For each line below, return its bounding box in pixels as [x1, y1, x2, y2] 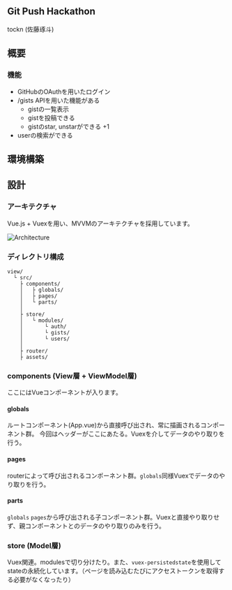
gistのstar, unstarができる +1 [27, 122, 110, 131]
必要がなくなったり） [13, 575, 75, 584]
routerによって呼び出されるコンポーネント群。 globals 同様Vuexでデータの [7, 471, 219, 480]
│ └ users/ [20, 335, 70, 342]
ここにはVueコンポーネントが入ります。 [7, 388, 122, 397]
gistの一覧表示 [27, 105, 70, 113]
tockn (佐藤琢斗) [7, 24, 54, 34]
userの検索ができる [17, 131, 73, 139]
